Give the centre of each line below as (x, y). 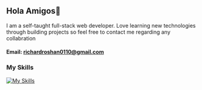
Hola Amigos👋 (34, 11)
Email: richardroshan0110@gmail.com (55, 52)
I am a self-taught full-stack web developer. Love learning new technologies (101, 25)
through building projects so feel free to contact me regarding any (88, 32)
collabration (21, 38)
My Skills (20, 68)
